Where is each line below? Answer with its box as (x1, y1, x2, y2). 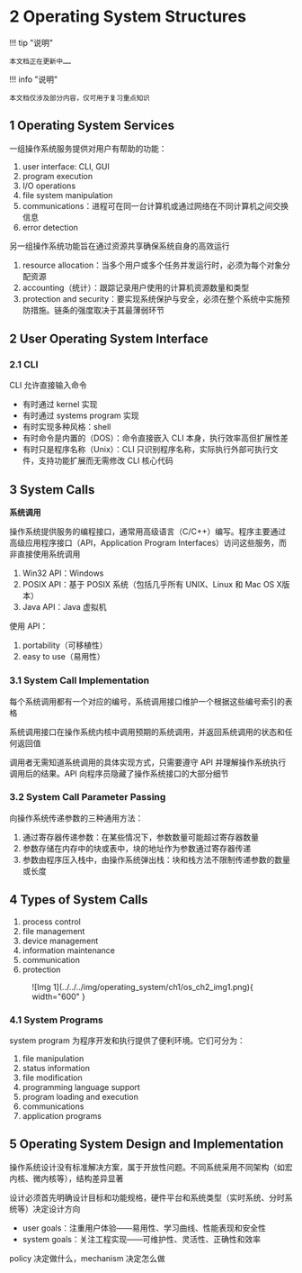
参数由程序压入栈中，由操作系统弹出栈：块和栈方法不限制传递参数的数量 (22, 854, 290, 865)
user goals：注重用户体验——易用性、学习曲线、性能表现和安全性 (22, 1223, 267, 1233)
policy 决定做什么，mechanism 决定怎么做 (9, 1252, 166, 1263)
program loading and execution (22, 1091, 139, 1102)
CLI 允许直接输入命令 (9, 380, 87, 391)
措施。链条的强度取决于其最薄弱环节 (30, 305, 164, 315)
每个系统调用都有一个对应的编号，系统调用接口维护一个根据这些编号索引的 (9, 696, 285, 706)
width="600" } (31, 991, 86, 1002)
